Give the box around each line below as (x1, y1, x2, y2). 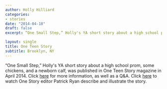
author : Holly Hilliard (5, 7, 55, 12)
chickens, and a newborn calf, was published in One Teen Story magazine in (5, 68, 162, 74)
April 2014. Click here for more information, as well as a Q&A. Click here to (5, 73, 158, 79)
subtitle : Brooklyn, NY (5, 48, 55, 54)
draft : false (5, 26, 32, 31)
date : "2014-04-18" (5, 21, 46, 26)
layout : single (5, 39, 37, 45)
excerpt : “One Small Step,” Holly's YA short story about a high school (5, 30, 159, 35)
